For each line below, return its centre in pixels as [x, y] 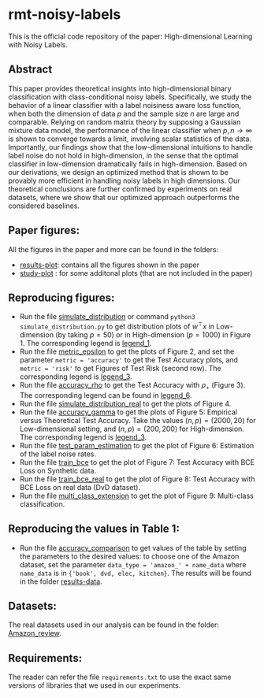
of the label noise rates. [58, 454]
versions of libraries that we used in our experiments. [95, 685]
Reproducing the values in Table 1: [94, 529]
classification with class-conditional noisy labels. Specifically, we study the [130, 97]
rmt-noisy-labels [65, 15]
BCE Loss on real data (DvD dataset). [80, 487]
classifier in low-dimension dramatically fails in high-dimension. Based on [128, 164]
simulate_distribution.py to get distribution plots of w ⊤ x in [117, 326]
